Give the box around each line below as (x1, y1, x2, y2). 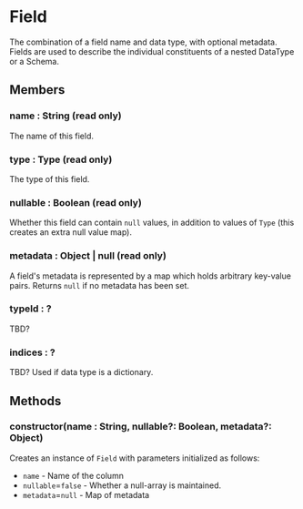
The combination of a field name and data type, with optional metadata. (9, 36, 278, 47)
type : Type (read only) (9, 153, 113, 166)
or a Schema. (9, 56, 59, 66)
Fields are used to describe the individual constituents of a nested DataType (9, 46, 295, 56)
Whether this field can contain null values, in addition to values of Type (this (9, 217, 295, 229)
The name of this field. (9, 130, 94, 141)
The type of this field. (9, 173, 90, 184)
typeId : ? (9, 302, 52, 315)
